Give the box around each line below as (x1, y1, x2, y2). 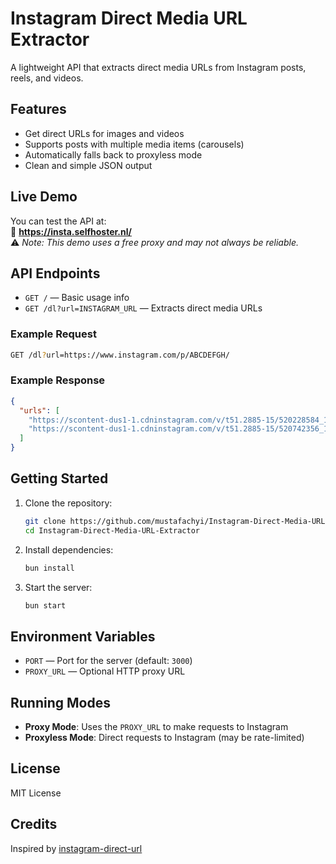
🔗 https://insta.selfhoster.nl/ (10, 225, 132, 237)
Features (10, 101, 67, 118)
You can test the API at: (10, 215, 107, 227)
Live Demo (10, 188, 78, 206)
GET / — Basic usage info (24, 292, 130, 304)
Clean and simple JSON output (24, 159, 153, 171)
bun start (24, 600, 67, 611)
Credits (10, 816, 58, 833)
